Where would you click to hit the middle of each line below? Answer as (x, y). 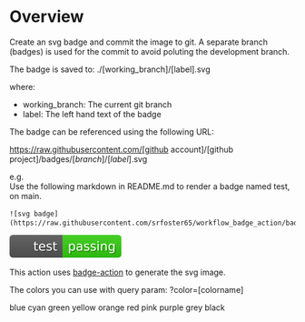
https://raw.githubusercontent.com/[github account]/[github (122, 149)
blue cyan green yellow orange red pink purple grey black (117, 307)
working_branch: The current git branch (97, 104)
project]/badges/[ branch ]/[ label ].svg (79, 159)
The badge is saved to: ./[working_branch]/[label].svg (110, 69)
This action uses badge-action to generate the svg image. (118, 272)
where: (23, 86)
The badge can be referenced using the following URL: (112, 131)
